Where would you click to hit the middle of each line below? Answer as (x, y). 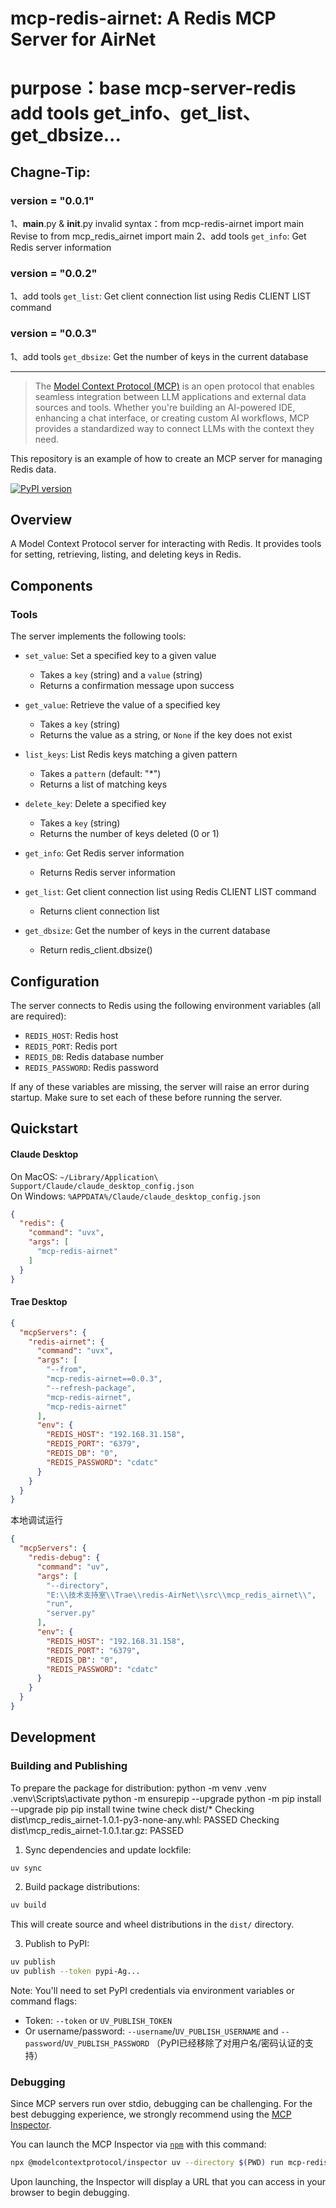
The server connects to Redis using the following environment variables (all (165, 1005)
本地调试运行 (36, 1520)
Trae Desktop (39, 1302)
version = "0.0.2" (54, 273)
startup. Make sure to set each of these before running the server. (146, 1097)
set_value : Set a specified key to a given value (120, 656)
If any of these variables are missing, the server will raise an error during (160, 1086)
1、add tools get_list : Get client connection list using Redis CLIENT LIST (161, 296)
